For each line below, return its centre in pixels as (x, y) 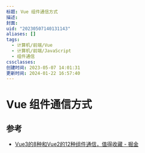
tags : (13, 40)
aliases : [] (21, 34)
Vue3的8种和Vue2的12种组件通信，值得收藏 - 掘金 (77, 144)
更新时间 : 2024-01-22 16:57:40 (43, 73)
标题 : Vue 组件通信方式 (32, 12)
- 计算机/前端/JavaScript (41, 51)
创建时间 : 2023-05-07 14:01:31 (43, 67)
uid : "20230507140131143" (38, 28)
